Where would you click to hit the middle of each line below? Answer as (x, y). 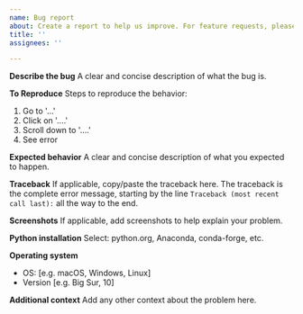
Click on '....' (45, 121)
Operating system (44, 256)
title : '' (28, 34)
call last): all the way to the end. (73, 203)
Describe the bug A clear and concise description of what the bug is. (138, 76)
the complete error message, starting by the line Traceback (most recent (144, 193)
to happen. (29, 166)
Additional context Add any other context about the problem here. (133, 300)
